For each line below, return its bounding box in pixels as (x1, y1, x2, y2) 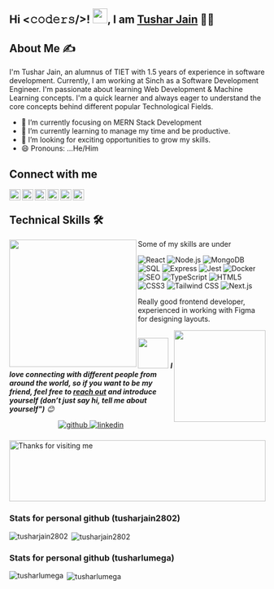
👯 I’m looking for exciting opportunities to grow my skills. (20, 135, 211, 145)
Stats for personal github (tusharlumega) (9, 552, 175, 564)
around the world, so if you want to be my (9, 378, 153, 388)
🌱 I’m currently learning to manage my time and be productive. (20, 126, 231, 136)
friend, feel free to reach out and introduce (9, 387, 157, 397)
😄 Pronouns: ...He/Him (20, 143, 99, 153)
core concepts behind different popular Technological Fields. (9, 102, 214, 112)
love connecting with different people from (9, 370, 157, 380)
